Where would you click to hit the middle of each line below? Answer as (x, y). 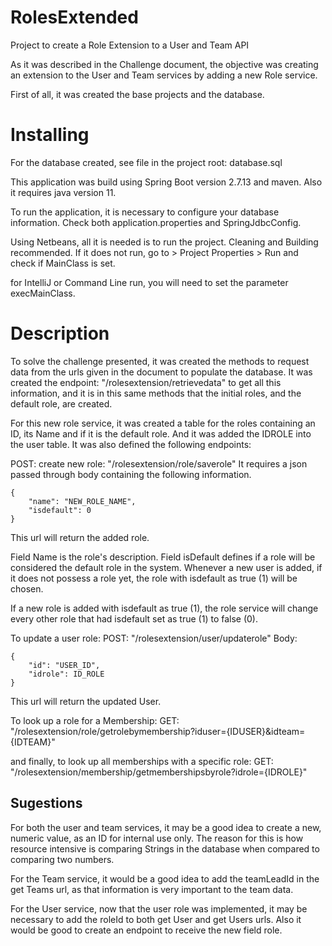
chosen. (27, 588)
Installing (50, 135)
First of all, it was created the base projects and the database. (137, 94)
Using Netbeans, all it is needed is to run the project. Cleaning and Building (164, 242)
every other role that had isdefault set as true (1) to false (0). (134, 618)
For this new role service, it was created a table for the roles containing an (163, 423)
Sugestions (46, 803)
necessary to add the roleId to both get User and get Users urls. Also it (156, 919)
